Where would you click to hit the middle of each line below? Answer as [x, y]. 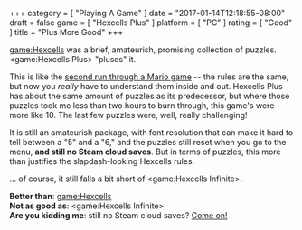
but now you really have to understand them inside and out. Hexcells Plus [146, 86]
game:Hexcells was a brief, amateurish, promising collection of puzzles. [143, 50]
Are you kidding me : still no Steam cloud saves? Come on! [118, 215]
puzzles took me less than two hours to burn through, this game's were [142, 106]
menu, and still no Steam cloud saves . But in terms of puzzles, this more [145, 152]
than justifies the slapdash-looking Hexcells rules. [102, 161]
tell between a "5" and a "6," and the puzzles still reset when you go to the [148, 142]
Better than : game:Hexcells [61, 196]
